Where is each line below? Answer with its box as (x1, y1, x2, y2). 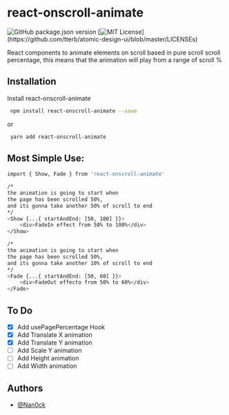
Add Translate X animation (17, 331, 93, 339)
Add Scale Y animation (17, 347, 82, 355)
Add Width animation (17, 362, 77, 370)
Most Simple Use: (7, 152, 85, 164)
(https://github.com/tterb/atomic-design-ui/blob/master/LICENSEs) (7, 35, 198, 43)
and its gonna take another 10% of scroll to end (7, 260, 153, 267)
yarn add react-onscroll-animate (10, 133, 107, 140)
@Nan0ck (17, 400, 46, 409)
